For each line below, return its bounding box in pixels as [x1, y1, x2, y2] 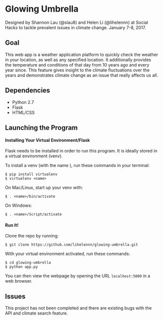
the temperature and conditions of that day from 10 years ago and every [5, 62, 149, 67]
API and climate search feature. [5, 310, 68, 316]
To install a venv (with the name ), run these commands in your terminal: [5, 163, 150, 168]
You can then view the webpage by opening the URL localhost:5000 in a [5, 273, 150, 279]
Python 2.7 [12, 99, 34, 105]
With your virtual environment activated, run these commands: [5, 251, 130, 257]
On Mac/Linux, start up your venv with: [5, 185, 83, 190]
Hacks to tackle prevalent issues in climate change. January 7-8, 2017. [5, 24, 146, 30]
